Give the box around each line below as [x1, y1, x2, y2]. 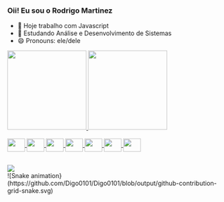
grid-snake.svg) [7, 186, 54, 195]
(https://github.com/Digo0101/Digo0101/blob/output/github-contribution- [7, 179, 217, 187]
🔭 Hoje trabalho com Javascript [17, 22, 109, 30]
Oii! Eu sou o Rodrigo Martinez [7, 6, 113, 15]
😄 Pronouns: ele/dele [17, 37, 81, 45]
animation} [30, 171, 62, 179]
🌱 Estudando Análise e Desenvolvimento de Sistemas [17, 29, 172, 37]
